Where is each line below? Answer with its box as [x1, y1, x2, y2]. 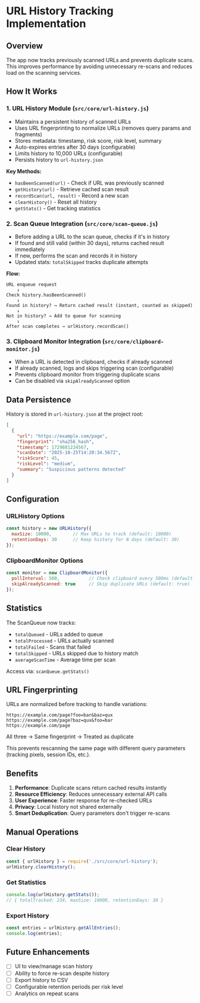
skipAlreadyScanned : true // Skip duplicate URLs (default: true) [11, 581, 190, 587]
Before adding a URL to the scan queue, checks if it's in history [14, 233, 170, 240]
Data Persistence [6, 394, 71, 404]
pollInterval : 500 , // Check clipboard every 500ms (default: [11, 575, 196, 582]
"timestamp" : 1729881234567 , [17, 444, 89, 450]
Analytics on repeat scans [14, 990, 79, 997]
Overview [6, 41, 43, 51]
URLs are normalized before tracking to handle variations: [6, 701, 148, 708]
